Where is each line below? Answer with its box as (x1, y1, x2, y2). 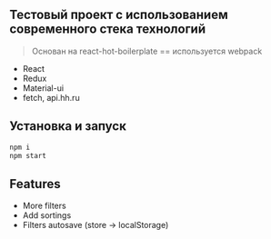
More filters (22, 200, 66, 212)
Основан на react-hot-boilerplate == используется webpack (31, 45, 263, 56)
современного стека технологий (9, 22, 206, 37)
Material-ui (22, 82, 65, 94)
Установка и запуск (9, 118, 127, 134)
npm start (9, 151, 47, 160)
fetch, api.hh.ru (22, 92, 80, 103)
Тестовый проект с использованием (9, 7, 229, 23)
